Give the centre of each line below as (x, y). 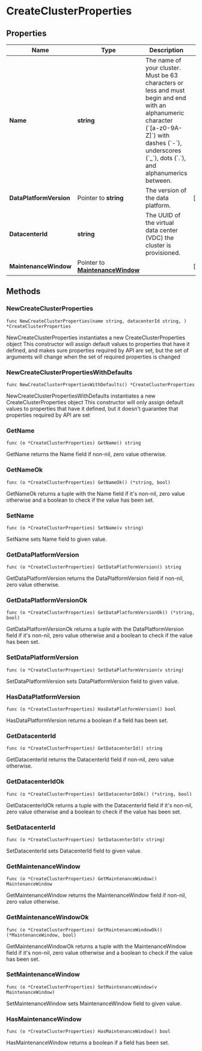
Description (167, 50)
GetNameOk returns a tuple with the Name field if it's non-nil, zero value (96, 493)
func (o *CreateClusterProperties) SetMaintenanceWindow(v (82, 987)
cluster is (158, 245)
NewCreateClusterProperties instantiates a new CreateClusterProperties (96, 337)
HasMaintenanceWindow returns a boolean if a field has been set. (88, 1043)
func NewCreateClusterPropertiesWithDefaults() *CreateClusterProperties (101, 384)
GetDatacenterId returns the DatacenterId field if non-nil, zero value (90, 760)
